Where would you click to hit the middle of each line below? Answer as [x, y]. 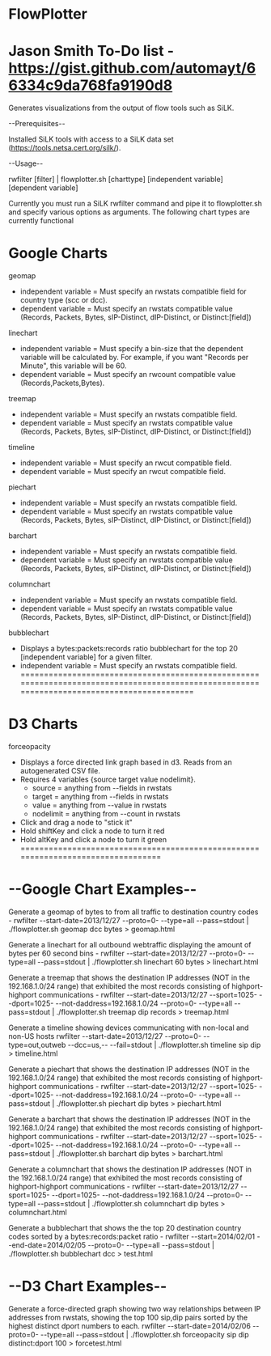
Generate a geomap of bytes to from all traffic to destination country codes [133, 912]
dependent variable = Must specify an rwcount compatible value [128, 375]
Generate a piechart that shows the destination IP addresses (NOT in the [129, 1069]
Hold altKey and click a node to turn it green [93, 839]
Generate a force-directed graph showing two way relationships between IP [135, 1308]
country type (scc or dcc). [64, 300]
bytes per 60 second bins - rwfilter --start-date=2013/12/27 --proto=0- [127, 953]
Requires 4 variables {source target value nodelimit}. [108, 779]
